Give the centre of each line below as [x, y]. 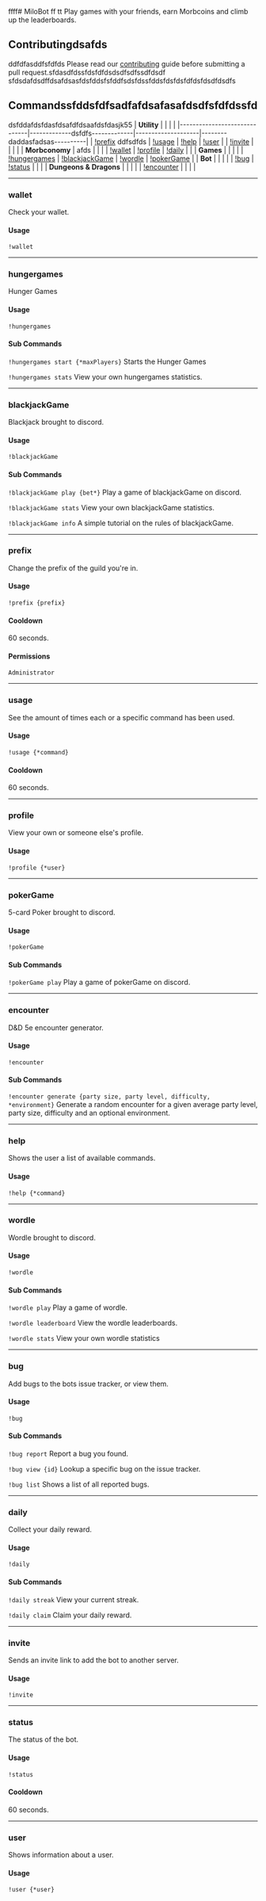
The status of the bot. [44, 1739]
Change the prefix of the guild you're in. [73, 568]
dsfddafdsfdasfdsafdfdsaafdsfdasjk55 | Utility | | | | [92, 124]
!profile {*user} [37, 868]
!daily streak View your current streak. [74, 1599]
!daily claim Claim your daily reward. [70, 1615]
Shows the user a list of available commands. [82, 1158]
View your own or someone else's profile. [76, 833]
